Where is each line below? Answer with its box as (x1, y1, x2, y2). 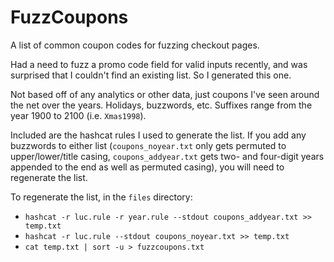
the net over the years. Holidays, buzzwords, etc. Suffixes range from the (10, 99, 313, 111)
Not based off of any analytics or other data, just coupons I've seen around (10, 88, 320, 100)
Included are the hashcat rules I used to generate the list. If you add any (10, 129, 307, 141)
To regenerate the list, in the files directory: (10, 191, 193, 203)
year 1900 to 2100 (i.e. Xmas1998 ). (10, 109, 147, 121)
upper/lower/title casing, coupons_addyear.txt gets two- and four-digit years (10, 150, 325, 162)
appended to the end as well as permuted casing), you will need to (10, 161, 285, 173)
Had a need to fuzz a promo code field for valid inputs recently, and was (10, 58, 308, 70)
